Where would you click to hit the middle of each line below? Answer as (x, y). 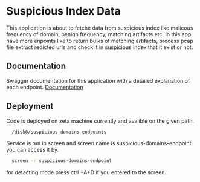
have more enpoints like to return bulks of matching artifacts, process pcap (100, 41)
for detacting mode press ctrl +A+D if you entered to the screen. (86, 172)
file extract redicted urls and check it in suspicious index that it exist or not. (100, 47)
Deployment (30, 106)
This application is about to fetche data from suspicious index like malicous (100, 28)
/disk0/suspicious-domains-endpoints (59, 132)
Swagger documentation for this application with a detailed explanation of (98, 80)
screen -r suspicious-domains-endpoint (62, 161)
